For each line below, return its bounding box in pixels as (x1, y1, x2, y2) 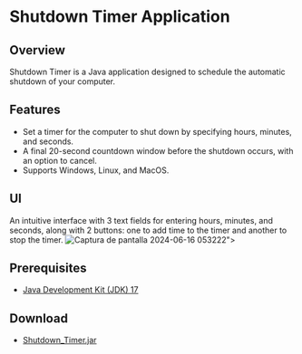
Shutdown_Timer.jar (22, 335, 97, 346)
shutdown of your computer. (9, 76, 116, 87)
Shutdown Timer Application (9, 6, 230, 27)
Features (9, 102, 61, 118)
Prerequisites (9, 261, 87, 276)
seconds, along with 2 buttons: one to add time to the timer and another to (9, 225, 287, 235)
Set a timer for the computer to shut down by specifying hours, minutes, (22, 126, 292, 137)
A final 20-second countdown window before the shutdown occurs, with (22, 145, 294, 156)
